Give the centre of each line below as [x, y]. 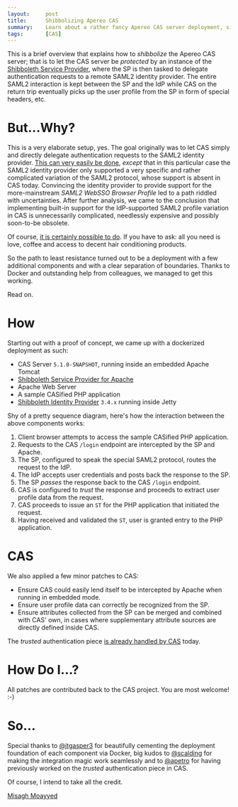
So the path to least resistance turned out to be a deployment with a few [113, 258]
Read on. [21, 295]
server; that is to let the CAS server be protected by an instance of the [110, 62]
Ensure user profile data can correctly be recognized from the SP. [114, 605]
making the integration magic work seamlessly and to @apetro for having [114, 760]
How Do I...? [43, 670]
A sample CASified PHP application [69, 394]
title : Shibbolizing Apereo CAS [63, 21]
